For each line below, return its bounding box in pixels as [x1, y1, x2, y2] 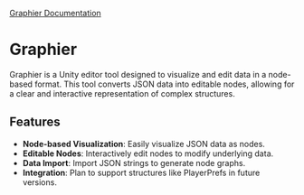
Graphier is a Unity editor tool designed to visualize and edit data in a [9, 69, 267, 79]
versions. [22, 176, 57, 188]
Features [9, 115, 61, 130]
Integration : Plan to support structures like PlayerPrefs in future [22, 167, 261, 178]
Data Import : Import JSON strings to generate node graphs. [22, 157, 246, 168]
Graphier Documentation [9, 8, 101, 18]
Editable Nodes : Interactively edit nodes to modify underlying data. [22, 148, 274, 159]
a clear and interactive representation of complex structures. [9, 88, 235, 98]
